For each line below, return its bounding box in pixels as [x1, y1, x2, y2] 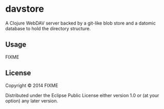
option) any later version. [5, 98, 58, 104]
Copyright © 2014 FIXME [5, 82, 58, 89]
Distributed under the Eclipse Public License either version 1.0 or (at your [5, 92, 159, 98]
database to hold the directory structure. [5, 25, 91, 31]
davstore [5, 3, 45, 15]
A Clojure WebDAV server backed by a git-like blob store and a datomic [5, 20, 156, 26]
